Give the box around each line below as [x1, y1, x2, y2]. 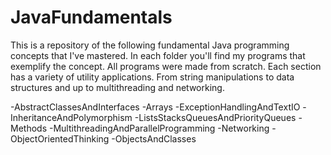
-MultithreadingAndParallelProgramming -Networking [48, 122, 270, 134]
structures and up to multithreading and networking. [10, 81, 225, 93]
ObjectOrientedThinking [10, 132, 110, 145]
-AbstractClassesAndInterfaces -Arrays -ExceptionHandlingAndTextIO [10, 101, 301, 113]
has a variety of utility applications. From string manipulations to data [10, 71, 295, 83]
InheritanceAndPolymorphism [10, 111, 133, 123]
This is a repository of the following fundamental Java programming [10, 39, 290, 51]
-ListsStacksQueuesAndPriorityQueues [134, 111, 297, 123]
